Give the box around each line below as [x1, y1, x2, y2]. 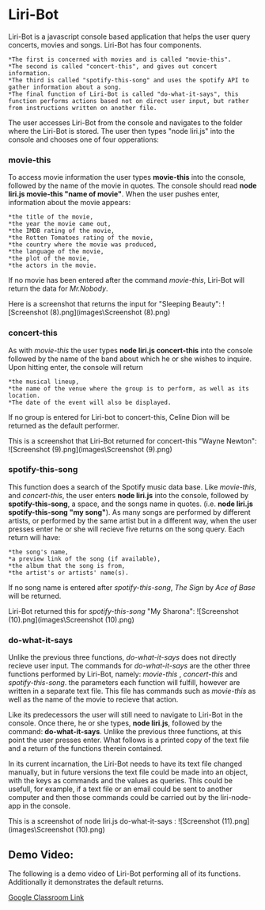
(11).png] [221, 817, 250, 826]
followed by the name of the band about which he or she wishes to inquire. [8, 354, 252, 364]
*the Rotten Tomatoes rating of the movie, [8, 234, 154, 242]
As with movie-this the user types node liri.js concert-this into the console [8, 345, 253, 355]
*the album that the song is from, [8, 562, 126, 569]
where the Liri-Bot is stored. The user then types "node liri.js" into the [8, 126, 235, 135]
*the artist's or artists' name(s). [8, 569, 129, 577]
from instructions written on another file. [8, 104, 157, 112]
